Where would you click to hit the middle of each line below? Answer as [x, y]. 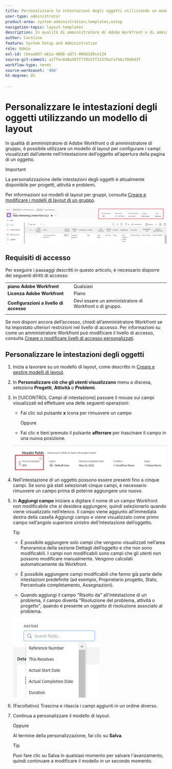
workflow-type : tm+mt [28, 65]
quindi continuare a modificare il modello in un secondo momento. [82, 761]
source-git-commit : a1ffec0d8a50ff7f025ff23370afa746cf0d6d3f [73, 59]
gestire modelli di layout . [39, 372]
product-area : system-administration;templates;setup [64, 22]
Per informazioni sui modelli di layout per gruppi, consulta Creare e [76, 194]
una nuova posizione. [43, 438]
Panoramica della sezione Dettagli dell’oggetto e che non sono [86, 548]
